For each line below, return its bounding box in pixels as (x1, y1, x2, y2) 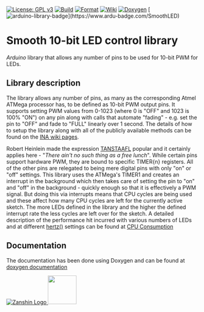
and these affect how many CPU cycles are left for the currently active (6, 197, 183, 204)
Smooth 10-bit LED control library (6, 34, 178, 48)
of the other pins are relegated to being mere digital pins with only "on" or (6, 164, 192, 172)
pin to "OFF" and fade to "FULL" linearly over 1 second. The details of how (6, 120, 192, 128)
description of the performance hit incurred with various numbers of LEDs (6, 216, 192, 223)
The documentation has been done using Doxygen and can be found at (6, 256, 185, 264)
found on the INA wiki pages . (6, 133, 79, 140)
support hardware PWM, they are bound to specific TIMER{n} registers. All (6, 158, 194, 165)
